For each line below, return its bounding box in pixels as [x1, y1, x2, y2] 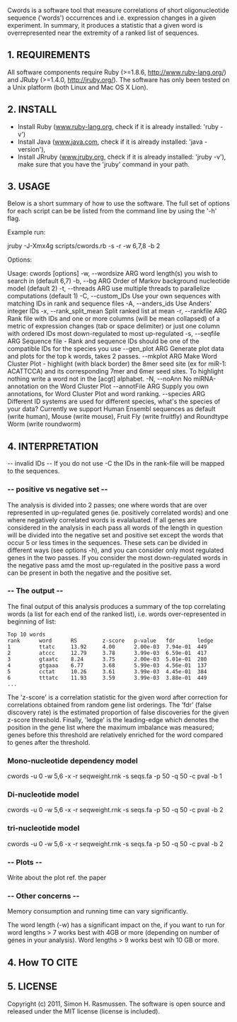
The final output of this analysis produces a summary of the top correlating [7, 602, 226, 610]
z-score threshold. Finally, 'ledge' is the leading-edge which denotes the [7, 715, 219, 724]
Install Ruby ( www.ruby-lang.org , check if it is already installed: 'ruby [17, 122, 219, 130]
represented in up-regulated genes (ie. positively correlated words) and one [7, 508, 229, 517]
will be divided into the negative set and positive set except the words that [7, 531, 224, 539]
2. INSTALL [7, 103, 57, 116]
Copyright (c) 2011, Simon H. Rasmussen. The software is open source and [7, 999, 226, 1008]
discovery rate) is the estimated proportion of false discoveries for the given [7, 708, 229, 717]
